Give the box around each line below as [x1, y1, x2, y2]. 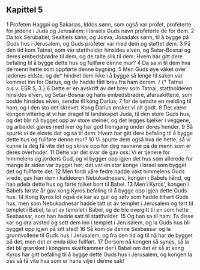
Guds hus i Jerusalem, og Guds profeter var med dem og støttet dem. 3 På [6, 40, 191, 47]
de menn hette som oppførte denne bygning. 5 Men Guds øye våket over [6, 66, 186, 73]
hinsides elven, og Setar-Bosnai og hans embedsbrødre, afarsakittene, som [6, 91, 193, 98]
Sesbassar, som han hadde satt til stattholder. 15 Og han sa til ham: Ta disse [6, 212, 194, 219]
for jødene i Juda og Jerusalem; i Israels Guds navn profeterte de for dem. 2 [6, 27, 195, 34]
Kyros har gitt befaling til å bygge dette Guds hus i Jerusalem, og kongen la [6, 251, 192, 258]
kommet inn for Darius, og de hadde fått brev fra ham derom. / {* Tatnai [6, 78, 183, 85]
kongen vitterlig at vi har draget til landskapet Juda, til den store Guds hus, [6, 110, 191, 117]
